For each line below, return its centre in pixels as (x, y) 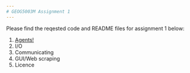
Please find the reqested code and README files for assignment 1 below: (95, 28)
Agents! (24, 39)
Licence (24, 65)
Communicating (34, 52)
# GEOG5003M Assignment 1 (38, 11)
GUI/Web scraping (37, 58)
